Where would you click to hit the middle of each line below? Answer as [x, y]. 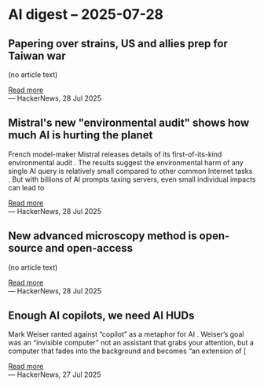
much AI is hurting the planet [81, 135]
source [26, 248]
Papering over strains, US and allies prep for [118, 44]
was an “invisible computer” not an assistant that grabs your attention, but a [131, 343]
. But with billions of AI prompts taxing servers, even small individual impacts [132, 179]
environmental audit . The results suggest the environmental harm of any [126, 162]
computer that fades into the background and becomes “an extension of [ [127, 351]
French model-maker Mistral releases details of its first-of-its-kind [115, 154]
